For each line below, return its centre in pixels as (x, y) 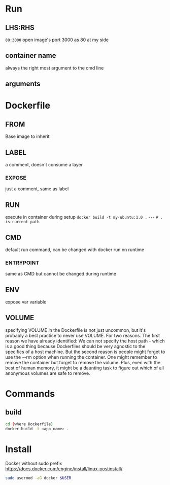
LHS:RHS (20, 28)
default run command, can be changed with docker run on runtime (75, 250)
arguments (23, 84)
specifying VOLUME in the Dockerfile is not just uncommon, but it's (76, 330)
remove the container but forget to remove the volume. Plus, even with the (83, 362)
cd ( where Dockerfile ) (29, 424)
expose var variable (26, 302)
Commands (30, 394)
